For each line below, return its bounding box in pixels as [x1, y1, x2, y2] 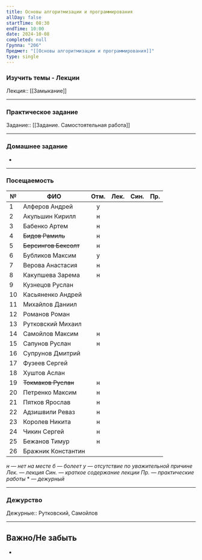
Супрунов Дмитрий [23, 349, 81, 357]
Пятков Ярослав [23, 398, 71, 406]
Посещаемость [6, 176, 54, 185]
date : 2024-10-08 [6, 31, 50, 37]
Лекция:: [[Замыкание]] [6, 87, 67, 94]
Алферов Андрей [23, 202, 73, 211]
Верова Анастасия [23, 261, 78, 269]
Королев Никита [23, 417, 71, 426]
